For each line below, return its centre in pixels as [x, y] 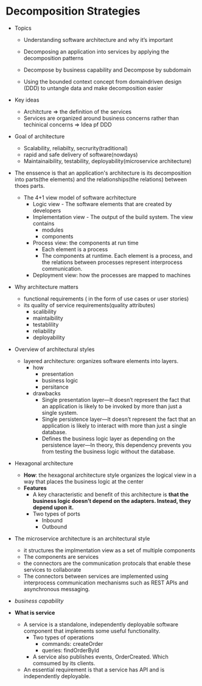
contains [44, 223]
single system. [60, 412]
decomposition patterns [54, 58]
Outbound [54, 527]
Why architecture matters [46, 286]
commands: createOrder [72, 643]
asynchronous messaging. [57, 589]
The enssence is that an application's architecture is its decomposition [103, 173]
